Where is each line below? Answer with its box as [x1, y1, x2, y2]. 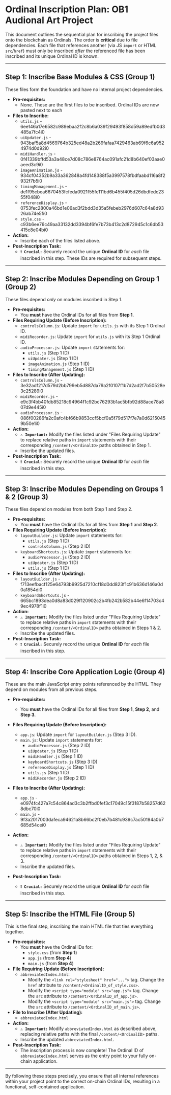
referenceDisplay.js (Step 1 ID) [27, 764, 95, 770]
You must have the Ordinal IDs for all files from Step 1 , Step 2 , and [20, 706, 160, 712]
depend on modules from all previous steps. [5, 686, 98, 692]
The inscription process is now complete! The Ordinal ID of [20, 1047, 144, 1053]
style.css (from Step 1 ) [27, 950, 77, 955]
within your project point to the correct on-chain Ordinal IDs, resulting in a [5, 1078, 160, 1084]
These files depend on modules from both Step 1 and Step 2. [5, 506, 133, 512]
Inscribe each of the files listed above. [20, 237, 101, 243]
